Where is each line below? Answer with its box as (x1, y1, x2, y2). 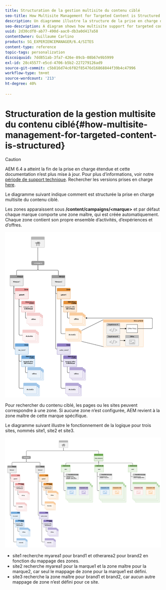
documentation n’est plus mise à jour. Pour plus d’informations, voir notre (5, 171, 154, 177)
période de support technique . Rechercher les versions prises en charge (5, 176, 153, 182)
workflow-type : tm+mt (5, 71, 50, 76)
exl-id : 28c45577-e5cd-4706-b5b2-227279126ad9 (5, 60, 103, 65)
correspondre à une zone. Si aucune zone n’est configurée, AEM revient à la (5, 408, 160, 414)
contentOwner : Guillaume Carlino (5, 34, 74, 39)
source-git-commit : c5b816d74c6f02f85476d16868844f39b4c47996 (5, 65, 136, 70)
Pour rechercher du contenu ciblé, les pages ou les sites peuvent (5, 402, 138, 408)
